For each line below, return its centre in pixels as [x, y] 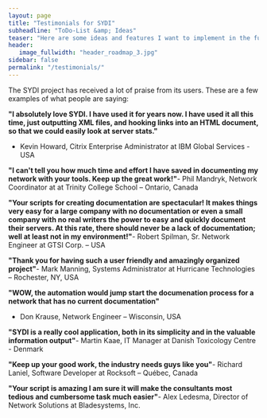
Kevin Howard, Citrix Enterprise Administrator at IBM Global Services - [135, 146]
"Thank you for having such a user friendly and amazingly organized [124, 260]
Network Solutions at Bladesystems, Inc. [74, 405]
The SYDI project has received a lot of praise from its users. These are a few [133, 90]
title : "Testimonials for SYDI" [62, 23]
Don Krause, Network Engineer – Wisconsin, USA [100, 316]
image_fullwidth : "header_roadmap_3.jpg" [88, 53]
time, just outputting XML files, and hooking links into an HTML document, [133, 122]
